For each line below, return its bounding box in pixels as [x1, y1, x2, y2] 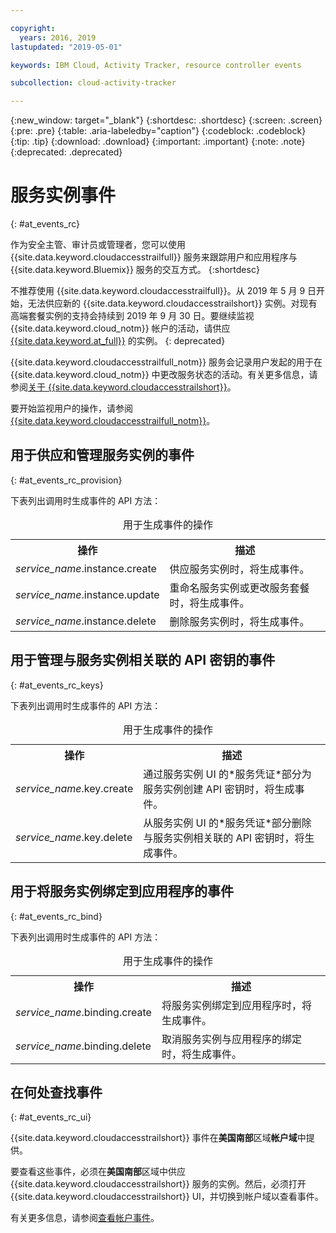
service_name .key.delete [15, 830, 133, 844]
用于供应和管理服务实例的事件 [10, 447, 195, 464]
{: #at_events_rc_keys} [10, 679, 104, 691]
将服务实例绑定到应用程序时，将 [161, 998, 312, 1012]
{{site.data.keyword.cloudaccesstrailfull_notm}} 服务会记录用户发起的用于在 [10, 356, 323, 368]
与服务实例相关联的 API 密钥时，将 [143, 831, 305, 845]
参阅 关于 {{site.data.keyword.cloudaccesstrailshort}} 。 [10, 381, 237, 393]
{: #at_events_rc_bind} [10, 910, 103, 922]
